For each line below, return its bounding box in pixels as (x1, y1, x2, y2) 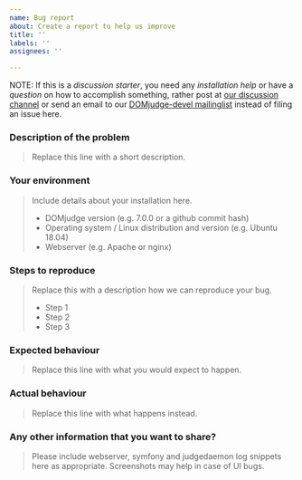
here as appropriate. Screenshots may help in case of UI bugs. (31, 460, 265, 471)
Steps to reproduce (9, 264, 96, 276)
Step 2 (44, 312, 71, 322)
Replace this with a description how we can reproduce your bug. (31, 284, 273, 295)
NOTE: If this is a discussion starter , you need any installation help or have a (9, 80, 294, 91)
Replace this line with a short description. (31, 151, 186, 163)
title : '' (9, 30, 47, 39)
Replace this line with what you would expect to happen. (31, 364, 242, 376)
